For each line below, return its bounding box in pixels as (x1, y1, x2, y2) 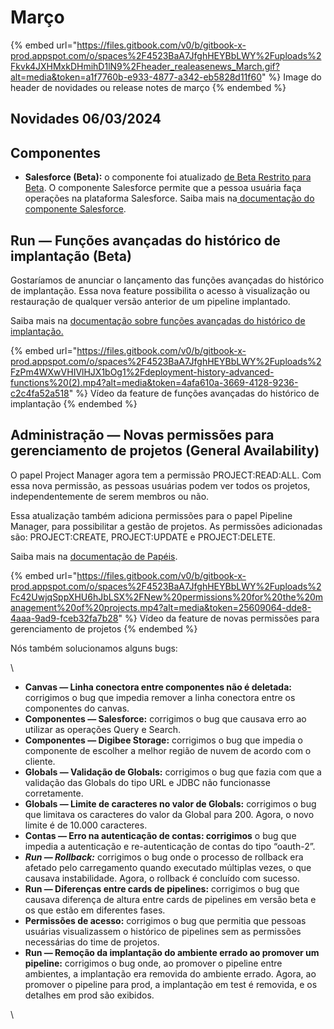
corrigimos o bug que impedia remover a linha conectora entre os (24, 691, 296, 703)
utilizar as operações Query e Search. (24, 723, 181, 735)
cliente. (24, 755, 56, 767)
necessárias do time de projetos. (24, 936, 160, 948)
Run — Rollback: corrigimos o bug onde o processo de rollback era (24, 851, 304, 863)
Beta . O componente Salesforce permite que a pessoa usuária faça (24, 182, 302, 194)
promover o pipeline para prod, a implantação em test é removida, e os (24, 978, 318, 990)
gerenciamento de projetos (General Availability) (10, 442, 320, 460)
